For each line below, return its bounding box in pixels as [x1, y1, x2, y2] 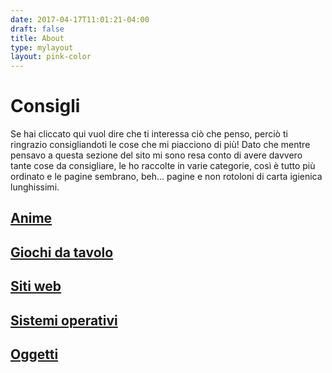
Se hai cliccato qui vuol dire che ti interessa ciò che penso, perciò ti [10, 128, 288, 140]
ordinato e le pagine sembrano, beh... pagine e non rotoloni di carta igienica [10, 171, 323, 183]
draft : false [10, 24, 65, 34]
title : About [10, 33, 65, 43]
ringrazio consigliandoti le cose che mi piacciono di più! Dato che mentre [10, 139, 311, 151]
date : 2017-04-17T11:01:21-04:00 [10, 14, 150, 25]
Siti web [10, 278, 62, 295]
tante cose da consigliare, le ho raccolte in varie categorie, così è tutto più [10, 160, 316, 172]
